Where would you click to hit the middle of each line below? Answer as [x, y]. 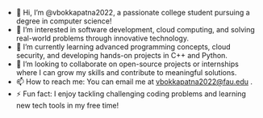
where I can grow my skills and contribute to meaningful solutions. [126, 72]
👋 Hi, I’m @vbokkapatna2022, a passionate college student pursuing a [133, 13]
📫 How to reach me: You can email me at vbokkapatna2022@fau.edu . [134, 82]
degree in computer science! [64, 21]
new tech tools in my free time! [67, 105]
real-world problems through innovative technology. [102, 38]
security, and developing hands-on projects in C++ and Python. [122, 55]
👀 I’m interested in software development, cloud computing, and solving [136, 29]
